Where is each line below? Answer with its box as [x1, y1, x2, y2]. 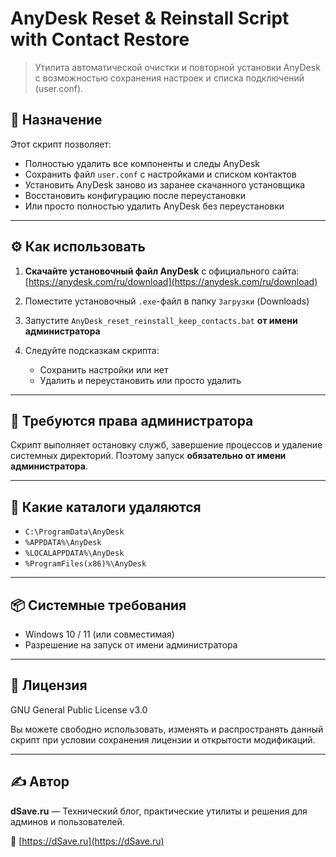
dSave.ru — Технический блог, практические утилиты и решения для [10, 805, 308, 817]
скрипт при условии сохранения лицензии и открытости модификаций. [10, 733, 316, 746]
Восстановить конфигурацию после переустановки [24, 189, 246, 201]
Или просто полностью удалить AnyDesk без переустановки [24, 200, 285, 212]
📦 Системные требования [10, 597, 187, 614]
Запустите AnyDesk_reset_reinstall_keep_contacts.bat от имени [24, 314, 298, 326]
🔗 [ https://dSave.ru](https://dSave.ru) [10, 835, 165, 847]
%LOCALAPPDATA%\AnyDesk [24, 548, 125, 559]
